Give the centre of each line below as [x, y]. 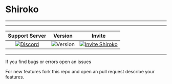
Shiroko [22, 9]
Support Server [27, 36]
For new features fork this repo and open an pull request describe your [80, 71]
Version [63, 36]
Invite [99, 36]
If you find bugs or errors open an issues [48, 62]
